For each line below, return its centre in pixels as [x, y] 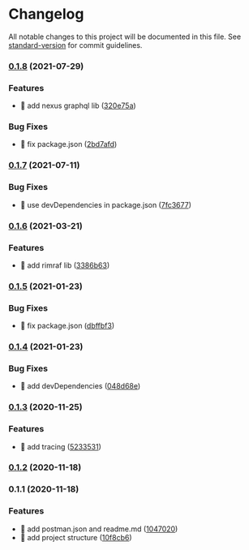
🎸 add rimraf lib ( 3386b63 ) [65, 265]
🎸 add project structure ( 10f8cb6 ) [76, 537]
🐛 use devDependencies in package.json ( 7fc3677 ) [106, 204]
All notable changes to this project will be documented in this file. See [125, 37]
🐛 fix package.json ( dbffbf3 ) [67, 326]
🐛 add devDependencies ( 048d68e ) [80, 386]
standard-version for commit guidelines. [75, 45]
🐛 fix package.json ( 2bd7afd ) [69, 144]
